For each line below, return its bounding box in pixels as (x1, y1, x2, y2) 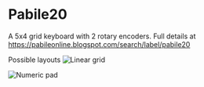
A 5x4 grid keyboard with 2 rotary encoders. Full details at (8, 31, 196, 41)
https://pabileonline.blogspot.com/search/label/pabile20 (8, 39, 191, 49)
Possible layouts (8, 55, 61, 64)
